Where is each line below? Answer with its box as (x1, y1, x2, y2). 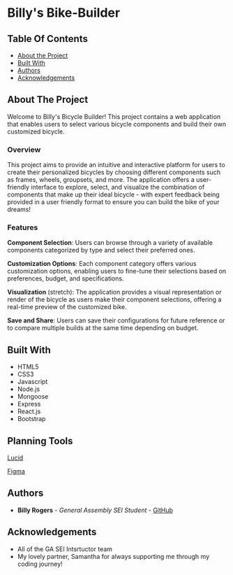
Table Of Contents (7, 33, 89, 45)
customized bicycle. (7, 127, 65, 136)
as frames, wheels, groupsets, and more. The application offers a (7, 176, 195, 184)
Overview (7, 145, 41, 155)
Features (7, 222, 38, 232)
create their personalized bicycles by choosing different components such (7, 168, 221, 176)
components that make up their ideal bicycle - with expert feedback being (7, 190, 220, 199)
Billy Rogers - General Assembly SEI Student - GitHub (17, 506, 173, 514)
